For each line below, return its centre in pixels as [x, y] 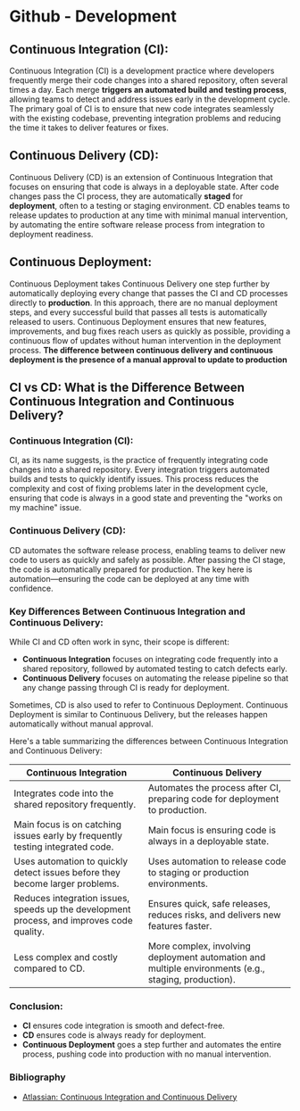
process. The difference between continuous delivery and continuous [142, 350]
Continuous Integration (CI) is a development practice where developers [142, 70]
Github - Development [93, 17]
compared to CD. [50, 968]
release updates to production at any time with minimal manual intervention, [149, 215]
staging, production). [192, 979]
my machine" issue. [46, 508]
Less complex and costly [66, 957]
